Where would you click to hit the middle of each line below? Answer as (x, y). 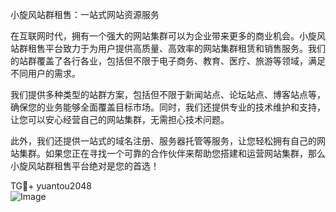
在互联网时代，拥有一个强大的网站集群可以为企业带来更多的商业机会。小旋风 (168, 36)
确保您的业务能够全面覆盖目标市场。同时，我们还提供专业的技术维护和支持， (168, 107)
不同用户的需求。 (45, 73)
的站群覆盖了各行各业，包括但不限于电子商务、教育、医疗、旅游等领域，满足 (168, 61)
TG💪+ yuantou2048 (51, 186)
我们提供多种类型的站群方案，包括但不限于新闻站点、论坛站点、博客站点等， (168, 94)
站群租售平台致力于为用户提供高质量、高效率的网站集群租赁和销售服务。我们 (168, 48)
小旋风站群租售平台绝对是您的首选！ (85, 166)
